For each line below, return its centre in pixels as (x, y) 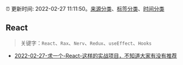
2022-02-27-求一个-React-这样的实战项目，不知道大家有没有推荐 (96, 55)
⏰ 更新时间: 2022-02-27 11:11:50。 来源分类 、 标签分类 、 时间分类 (85, 9)
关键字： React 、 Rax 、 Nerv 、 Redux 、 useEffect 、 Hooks (86, 43)
